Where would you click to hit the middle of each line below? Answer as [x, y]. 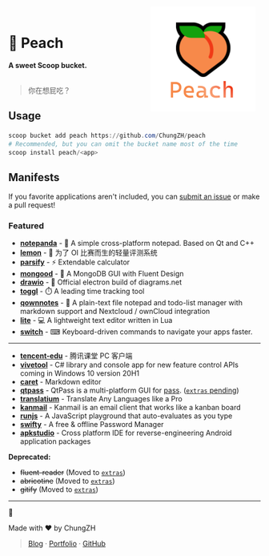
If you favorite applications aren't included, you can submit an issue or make [134, 197]
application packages [55, 441]
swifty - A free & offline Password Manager [92, 425]
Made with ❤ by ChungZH [52, 528]
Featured [26, 226]
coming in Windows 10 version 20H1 [80, 373]
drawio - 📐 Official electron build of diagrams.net [101, 282]
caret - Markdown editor [60, 382]
